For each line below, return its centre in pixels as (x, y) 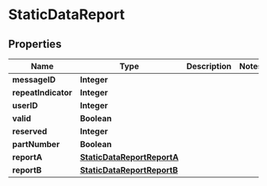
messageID (34, 79)
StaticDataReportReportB (129, 170)
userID (25, 105)
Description (209, 66)
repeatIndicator (43, 93)
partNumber (36, 144)
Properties (35, 44)
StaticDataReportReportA (129, 157)
